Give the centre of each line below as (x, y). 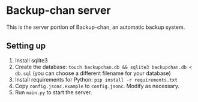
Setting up (26, 46)
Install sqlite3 (31, 60)
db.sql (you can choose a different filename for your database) (93, 73)
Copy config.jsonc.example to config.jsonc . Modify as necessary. (97, 86)
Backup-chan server (58, 10)
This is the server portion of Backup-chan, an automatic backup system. (96, 27)
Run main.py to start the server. (53, 92)
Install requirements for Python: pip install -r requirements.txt (96, 79)
